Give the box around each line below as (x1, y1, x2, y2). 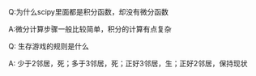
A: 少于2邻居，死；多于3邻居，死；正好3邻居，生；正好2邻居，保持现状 (8, 59, 248, 68)
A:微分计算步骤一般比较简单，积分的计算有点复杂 (8, 24, 172, 34)
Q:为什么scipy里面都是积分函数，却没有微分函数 (8, 7, 169, 16)
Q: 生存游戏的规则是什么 (8, 41, 89, 51)
